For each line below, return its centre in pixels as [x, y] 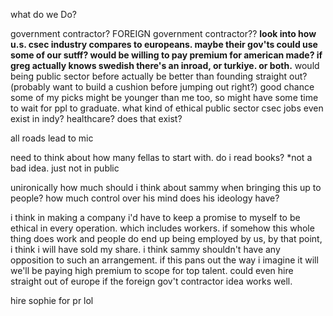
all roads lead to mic [52, 138]
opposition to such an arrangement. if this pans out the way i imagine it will [164, 260]
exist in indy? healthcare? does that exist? [96, 118]
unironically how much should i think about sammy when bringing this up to [166, 187]
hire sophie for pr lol [52, 300]
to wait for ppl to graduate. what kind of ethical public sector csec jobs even [167, 108]
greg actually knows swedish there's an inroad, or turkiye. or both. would [165, 65]
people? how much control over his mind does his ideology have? [145, 198]
